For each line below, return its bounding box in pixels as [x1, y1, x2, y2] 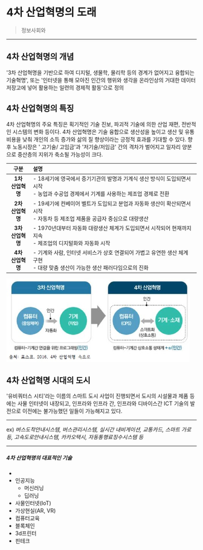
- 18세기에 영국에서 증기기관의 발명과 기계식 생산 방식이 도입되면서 [33, 175, 192, 182]
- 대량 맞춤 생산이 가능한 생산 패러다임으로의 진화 [33, 264, 149, 272]
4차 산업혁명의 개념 [6, 52, 74, 62]
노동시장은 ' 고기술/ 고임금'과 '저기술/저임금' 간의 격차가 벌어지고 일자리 [12, 143, 181, 150]
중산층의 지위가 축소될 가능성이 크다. [17, 150, 103, 158]
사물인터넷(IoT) [14, 499, 51, 507]
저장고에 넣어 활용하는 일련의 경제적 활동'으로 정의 [6, 84, 124, 91]
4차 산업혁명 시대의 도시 [6, 375, 91, 385]
